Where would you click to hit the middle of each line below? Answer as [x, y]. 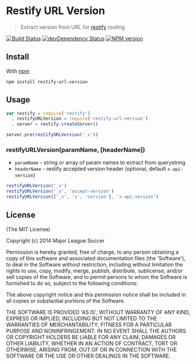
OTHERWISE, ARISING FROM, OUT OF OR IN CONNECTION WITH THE [92, 349]
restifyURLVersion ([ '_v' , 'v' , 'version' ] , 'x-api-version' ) [82, 197]
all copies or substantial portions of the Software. [65, 301]
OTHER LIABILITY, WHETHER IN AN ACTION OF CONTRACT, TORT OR [92, 343]
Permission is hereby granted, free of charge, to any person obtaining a [92, 252]
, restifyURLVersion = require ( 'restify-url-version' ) [80, 119]
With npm [18, 71]
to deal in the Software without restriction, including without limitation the [94, 264]
